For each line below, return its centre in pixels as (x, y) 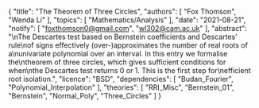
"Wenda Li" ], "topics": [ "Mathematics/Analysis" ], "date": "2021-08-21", (127, 20)
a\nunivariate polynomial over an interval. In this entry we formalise (118, 54)
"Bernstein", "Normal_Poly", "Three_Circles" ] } (85, 96)
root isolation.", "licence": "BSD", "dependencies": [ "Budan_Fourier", (121, 79)
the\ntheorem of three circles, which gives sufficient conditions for (117, 62)
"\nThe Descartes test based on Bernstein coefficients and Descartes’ (123, 37)
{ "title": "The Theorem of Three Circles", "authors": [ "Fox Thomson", (122, 12)
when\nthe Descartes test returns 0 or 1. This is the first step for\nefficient (129, 70)
